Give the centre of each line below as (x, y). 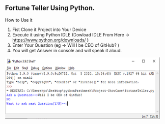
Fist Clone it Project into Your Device (49, 30)
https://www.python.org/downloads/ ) (50, 40)
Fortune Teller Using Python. (50, 8)
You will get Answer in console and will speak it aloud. (67, 50)
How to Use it (19, 20)
